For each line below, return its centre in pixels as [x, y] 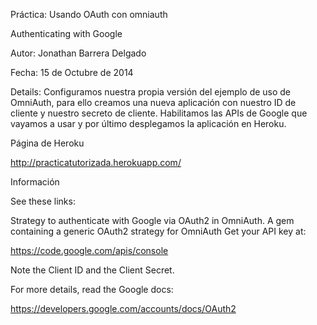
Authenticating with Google [66, 33]
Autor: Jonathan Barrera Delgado [78, 53]
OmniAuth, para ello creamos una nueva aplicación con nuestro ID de [153, 102]
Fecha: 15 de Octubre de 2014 [72, 72]
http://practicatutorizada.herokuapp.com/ [96, 162]
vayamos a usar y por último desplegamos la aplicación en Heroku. [148, 123]
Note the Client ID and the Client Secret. [92, 270]
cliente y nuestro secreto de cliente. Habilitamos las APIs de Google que [159, 113]
